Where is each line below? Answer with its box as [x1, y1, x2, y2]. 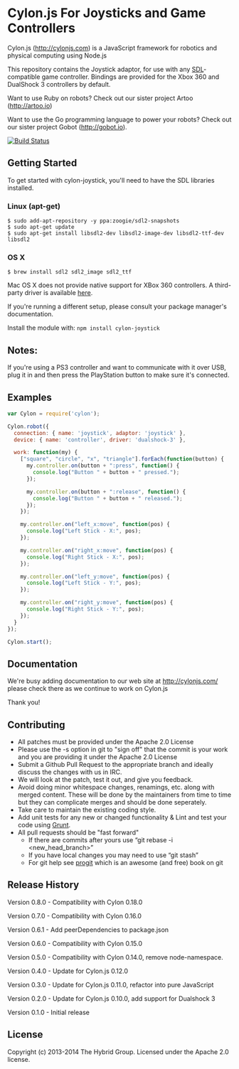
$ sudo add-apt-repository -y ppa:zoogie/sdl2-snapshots [7, 217, 180, 225]
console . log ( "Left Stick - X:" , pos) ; [26, 527, 142, 534]
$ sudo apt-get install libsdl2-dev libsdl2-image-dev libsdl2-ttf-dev [7, 230, 224, 237]
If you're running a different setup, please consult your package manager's [7, 302, 228, 311]
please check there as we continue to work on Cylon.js [7, 684, 169, 693]
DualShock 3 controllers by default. [7, 80, 111, 88]
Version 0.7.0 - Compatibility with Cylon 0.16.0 [7, 911, 142, 920]
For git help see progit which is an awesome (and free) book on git [28, 859, 223, 867]
